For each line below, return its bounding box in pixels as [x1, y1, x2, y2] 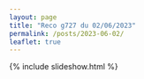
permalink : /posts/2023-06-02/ [9, 29, 125, 38]
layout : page [9, 12, 57, 22]
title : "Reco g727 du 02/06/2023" [9, 21, 137, 30]
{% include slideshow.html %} [9, 61, 118, 72]
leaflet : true [9, 37, 62, 47]
